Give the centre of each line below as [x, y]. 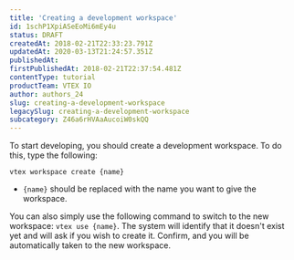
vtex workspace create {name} [67, 172]
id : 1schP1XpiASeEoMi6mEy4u [63, 26]
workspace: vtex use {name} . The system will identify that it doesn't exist [147, 226]
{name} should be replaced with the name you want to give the [140, 189]
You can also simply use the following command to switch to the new [139, 216]
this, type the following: [53, 155]
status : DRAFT [37, 35]
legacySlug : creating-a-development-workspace [100, 111]
